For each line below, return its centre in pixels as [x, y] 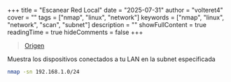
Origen [34, 46]
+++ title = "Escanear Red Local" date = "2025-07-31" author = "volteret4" [115, 10]
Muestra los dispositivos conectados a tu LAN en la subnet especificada [111, 59]
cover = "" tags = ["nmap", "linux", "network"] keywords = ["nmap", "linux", [116, 17]
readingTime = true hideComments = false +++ [75, 32]
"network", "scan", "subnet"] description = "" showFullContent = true [107, 25]
